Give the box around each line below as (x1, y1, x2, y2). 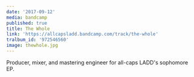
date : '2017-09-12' (6, 8, 56, 15)
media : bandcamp (6, 14, 47, 20)
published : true (6, 20, 47, 26)
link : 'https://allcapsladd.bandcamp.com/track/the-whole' (6, 31, 159, 37)
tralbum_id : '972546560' (6, 37, 69, 43)
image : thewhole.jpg (6, 43, 59, 49)
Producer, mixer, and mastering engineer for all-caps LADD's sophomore (6, 58, 189, 66)
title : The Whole (6, 25, 50, 32)
